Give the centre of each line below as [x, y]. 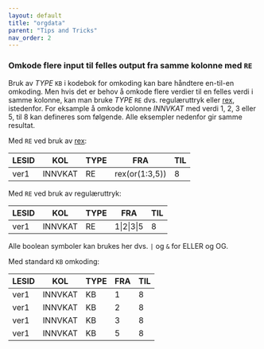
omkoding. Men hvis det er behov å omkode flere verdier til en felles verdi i [131, 91]
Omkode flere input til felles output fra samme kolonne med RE [130, 66]
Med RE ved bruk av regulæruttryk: [65, 193]
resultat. [22, 125]
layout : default [35, 16]
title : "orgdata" [37, 23]
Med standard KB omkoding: [54, 261]
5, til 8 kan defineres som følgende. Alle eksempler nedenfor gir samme [125, 117]
